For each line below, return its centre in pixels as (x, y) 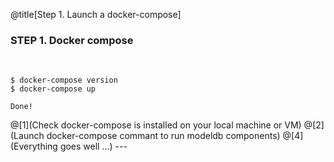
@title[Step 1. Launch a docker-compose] (96, 14)
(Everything (34, 146)
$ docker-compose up (53, 89)
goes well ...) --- (93, 146)
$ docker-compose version (64, 80)
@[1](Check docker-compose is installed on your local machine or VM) (156, 125)
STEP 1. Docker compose (72, 40)
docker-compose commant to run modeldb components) (163, 136)
